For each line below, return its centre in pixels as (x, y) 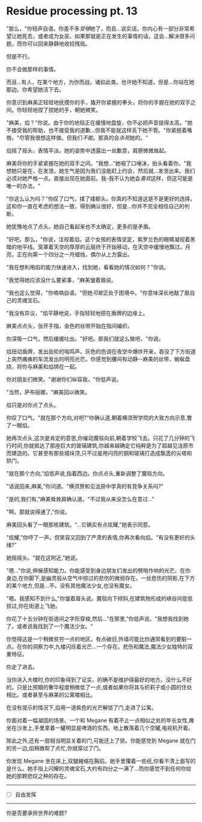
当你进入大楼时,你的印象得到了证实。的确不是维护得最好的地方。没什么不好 (99, 679)
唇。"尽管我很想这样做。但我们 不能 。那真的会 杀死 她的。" (77, 137)
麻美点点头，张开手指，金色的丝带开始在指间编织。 (69, 326)
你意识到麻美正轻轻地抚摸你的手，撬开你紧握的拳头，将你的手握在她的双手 (98, 102)
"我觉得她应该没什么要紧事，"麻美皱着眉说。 (62, 280)
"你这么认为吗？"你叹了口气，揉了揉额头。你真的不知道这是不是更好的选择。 (101, 198)
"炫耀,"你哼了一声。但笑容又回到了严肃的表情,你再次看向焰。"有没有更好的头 (101, 537)
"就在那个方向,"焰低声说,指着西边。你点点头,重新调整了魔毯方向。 (87, 473)
